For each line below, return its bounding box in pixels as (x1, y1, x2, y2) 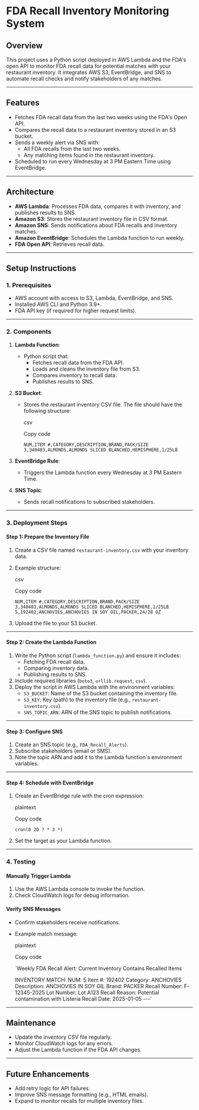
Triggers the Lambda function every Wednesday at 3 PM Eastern (23, 469, 182, 476)
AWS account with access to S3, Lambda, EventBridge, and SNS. (14, 295, 174, 302)
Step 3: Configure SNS (6, 728, 63, 735)
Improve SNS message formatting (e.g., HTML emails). (14, 1091, 148, 1098)
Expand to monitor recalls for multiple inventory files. (14, 1098, 144, 1105)
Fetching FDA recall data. (23, 658, 85, 665)
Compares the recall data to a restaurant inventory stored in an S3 (14, 126, 176, 133)
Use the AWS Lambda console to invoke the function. (14, 886, 145, 893)
